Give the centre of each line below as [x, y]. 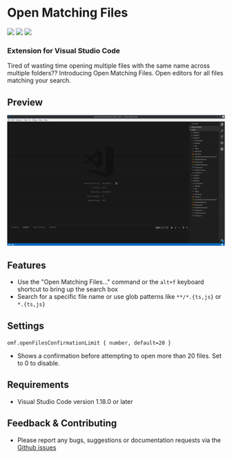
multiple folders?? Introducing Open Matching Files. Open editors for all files [115, 73]
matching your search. [39, 80]
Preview [25, 102]
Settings [26, 326]
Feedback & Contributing [62, 423]
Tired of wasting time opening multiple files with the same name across [109, 66]
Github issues [37, 447]
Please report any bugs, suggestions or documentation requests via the [119, 440]
